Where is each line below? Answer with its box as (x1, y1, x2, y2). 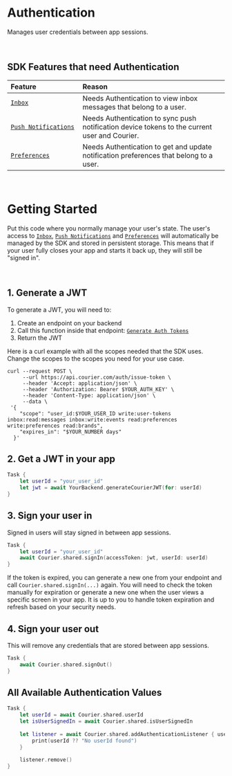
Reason (82, 82, 108, 91)
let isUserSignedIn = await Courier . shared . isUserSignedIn (19, 718, 193, 725)
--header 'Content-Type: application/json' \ (22, 392, 156, 399)
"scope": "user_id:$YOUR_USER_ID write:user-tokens (19, 410, 171, 417)
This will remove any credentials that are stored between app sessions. (7, 641, 209, 649)
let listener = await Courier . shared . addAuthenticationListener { (19, 730, 215, 738)
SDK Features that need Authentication (7, 61, 180, 73)
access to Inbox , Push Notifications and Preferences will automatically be (7, 231, 219, 240)
